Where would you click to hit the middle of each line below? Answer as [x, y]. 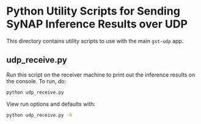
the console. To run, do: [36, 81]
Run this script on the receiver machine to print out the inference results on [101, 75]
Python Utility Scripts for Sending [93, 11]
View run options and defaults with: [51, 104]
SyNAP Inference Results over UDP [97, 24]
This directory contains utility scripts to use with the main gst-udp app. [95, 41]
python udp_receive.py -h [39, 115]
